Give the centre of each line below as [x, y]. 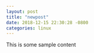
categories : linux [29, 28]
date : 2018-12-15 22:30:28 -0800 [47, 22]
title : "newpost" [27, 17]
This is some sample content [41, 45]
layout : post [22, 11]
